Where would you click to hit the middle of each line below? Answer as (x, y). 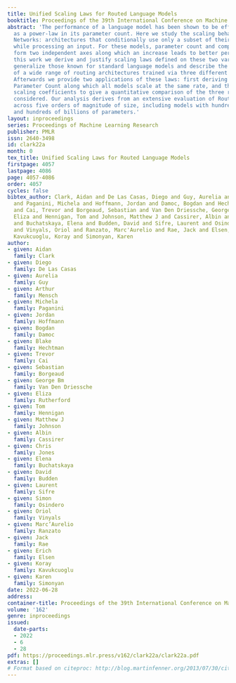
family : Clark (34, 256)
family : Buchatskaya (44, 465)
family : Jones (34, 452)
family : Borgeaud (39, 374)
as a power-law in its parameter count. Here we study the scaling (114, 33)
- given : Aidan (29, 250)
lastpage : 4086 (29, 171)
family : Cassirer (39, 439)
